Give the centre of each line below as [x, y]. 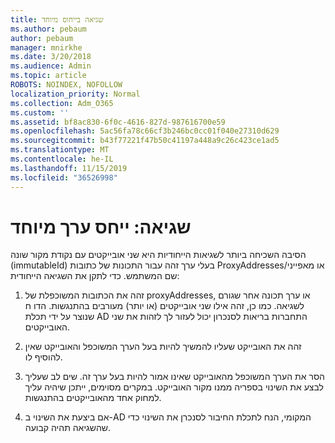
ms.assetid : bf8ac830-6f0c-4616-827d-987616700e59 [118, 122]
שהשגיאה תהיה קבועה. [68, 428]
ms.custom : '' [40, 112]
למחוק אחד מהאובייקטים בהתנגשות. [93, 398]
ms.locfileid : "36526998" [64, 177]
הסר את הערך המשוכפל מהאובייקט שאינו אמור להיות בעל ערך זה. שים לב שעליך [174, 377]
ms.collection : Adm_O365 [62, 103]
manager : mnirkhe [46, 47]
